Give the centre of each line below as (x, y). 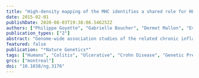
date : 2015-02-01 (28, 17)
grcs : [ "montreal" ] (30, 60)
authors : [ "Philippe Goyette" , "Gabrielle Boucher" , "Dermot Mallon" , (95, 28)
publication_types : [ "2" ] (38, 33)
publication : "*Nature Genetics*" (49, 50)
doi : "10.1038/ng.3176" (36, 66)
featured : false (26, 45)
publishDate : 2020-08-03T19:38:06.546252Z (59, 22)
